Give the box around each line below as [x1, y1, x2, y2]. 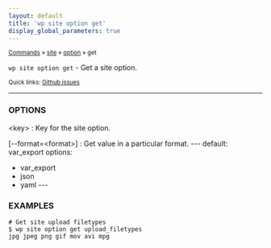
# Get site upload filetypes [8, 218, 106, 226]
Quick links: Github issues [8, 78, 81, 87]
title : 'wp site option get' [8, 19, 106, 27]
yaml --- [19, 180, 48, 189]
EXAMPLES [8, 200, 54, 211]
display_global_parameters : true [8, 27, 121, 35]
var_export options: [8, 147, 73, 157]
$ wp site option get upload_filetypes [8, 225, 143, 234]
